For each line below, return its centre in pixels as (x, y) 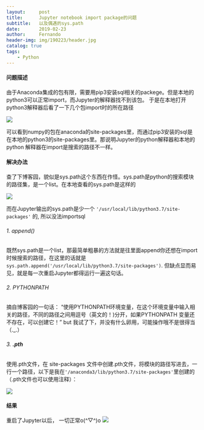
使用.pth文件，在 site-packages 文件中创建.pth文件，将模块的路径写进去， (99, 364)
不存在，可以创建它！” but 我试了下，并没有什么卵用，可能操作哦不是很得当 (101, 322)
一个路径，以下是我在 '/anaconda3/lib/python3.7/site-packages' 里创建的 (103, 372)
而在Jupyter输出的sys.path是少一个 (51, 209)
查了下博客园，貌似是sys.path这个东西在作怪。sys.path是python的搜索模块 (100, 177)
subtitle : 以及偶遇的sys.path (45, 23)
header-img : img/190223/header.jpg (51, 40)
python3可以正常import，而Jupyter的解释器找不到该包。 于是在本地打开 (96, 100)
